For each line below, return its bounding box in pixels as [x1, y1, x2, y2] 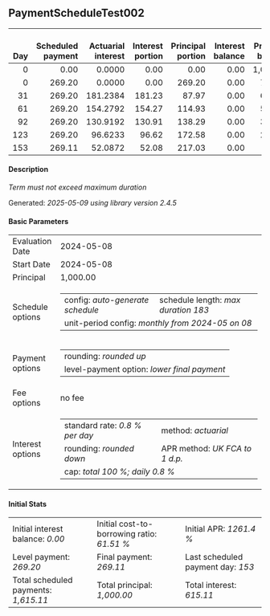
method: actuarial [161, 425, 229, 436]
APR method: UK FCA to [161, 443, 252, 455]
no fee [59, 393, 84, 404]
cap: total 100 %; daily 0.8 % [63, 466, 175, 477]
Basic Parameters [8, 216, 69, 226]
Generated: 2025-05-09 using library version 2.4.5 [8, 198, 177, 208]
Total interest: [184, 580, 237, 591]
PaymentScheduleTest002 [8, 6, 145, 20]
